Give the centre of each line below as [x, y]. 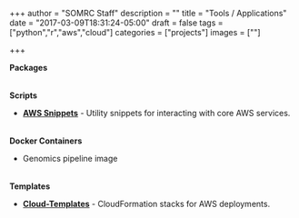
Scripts [24, 95]
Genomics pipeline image [70, 159]
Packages [29, 68]
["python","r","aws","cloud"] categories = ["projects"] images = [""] [135, 32]
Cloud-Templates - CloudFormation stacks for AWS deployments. [146, 204]
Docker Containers [46, 141]
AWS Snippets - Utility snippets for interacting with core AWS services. [156, 113]
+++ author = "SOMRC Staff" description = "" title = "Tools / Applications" [148, 13]
